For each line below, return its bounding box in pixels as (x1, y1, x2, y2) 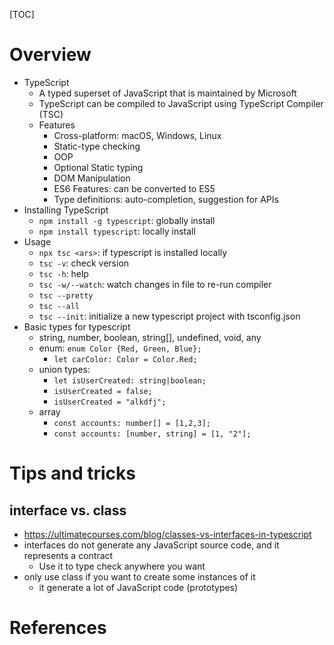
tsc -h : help (38, 267, 89, 279)
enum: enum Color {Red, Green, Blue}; (38, 342, 202, 354)
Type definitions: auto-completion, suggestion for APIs (53, 193, 279, 205)
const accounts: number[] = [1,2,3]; (53, 418, 211, 428)
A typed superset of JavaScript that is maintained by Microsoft (38, 87, 297, 99)
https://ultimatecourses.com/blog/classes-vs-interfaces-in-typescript (23, 528, 312, 540)
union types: (38, 363, 91, 375)
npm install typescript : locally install (38, 225, 196, 237)
